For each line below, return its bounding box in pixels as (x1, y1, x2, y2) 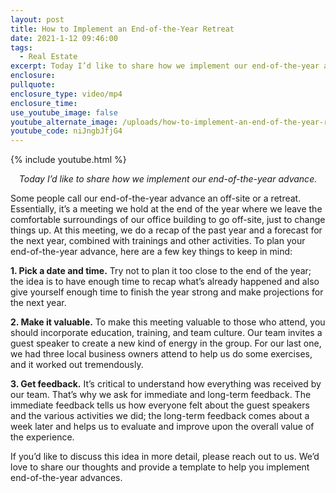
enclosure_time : (10, 98, 78, 108)
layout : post (10, 14, 65, 25)
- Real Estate (19, 52, 78, 62)
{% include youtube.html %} (10, 154, 127, 166)
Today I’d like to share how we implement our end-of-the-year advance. (18, 173, 318, 185)
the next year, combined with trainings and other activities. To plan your (10, 235, 306, 247)
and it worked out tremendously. (10, 359, 144, 371)
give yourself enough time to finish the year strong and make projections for (10, 286, 324, 298)
